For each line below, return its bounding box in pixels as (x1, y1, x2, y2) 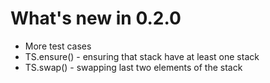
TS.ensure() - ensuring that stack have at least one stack (24, 50, 260, 62)
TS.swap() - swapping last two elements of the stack (24, 61, 243, 73)
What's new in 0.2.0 (10, 7, 182, 30)
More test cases (24, 40, 92, 52)
